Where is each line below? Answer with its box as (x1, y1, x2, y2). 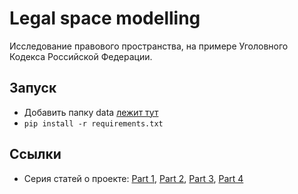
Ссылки (9, 146, 62, 163)
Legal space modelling (9, 7, 201, 30)
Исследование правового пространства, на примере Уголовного (9, 40, 289, 52)
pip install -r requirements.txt (23, 118, 164, 129)
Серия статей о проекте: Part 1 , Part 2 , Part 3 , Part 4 (23, 172, 244, 184)
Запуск (9, 80, 57, 97)
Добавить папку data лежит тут (23, 106, 159, 118)
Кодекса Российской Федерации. (9, 50, 153, 62)
